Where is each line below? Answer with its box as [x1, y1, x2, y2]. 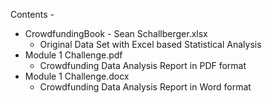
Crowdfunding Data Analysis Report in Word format [39, 81, 252, 93]
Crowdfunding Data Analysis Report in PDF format [39, 60, 247, 71]
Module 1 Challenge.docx [24, 70, 130, 82]
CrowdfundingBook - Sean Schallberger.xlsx [24, 28, 208, 39]
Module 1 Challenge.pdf [24, 49, 123, 61]
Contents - [10, 9, 55, 20]
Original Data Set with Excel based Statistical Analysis [39, 39, 262, 50]
